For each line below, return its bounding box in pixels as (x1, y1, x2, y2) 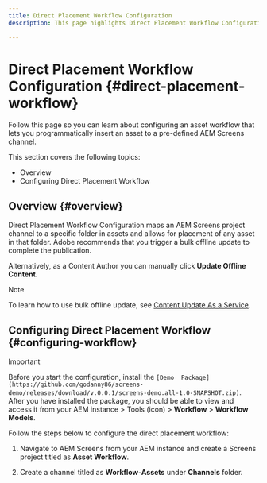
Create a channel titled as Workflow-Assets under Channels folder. (19, 468, 243, 477)
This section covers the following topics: (8, 153, 141, 162)
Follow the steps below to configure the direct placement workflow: (8, 428, 229, 438)
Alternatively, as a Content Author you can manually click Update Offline (8, 261, 246, 271)
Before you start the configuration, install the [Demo (8, 373, 175, 382)
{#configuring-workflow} (8, 335, 137, 350)
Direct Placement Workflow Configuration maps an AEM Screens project (8, 220, 246, 230)
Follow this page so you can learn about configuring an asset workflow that (8, 120, 255, 129)
